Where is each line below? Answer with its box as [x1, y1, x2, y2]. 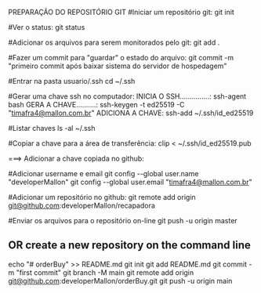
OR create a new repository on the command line [8, 239, 251, 252]
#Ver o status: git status [8, 23, 85, 31]
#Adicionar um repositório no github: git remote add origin [8, 193, 196, 201]
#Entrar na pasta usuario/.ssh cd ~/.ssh [8, 77, 136, 85]
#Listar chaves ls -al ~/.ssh [8, 124, 96, 132]
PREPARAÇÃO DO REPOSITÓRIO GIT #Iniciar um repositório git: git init [8, 8, 235, 16]
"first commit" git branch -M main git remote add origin [16, 267, 194, 277]
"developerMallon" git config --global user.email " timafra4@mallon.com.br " [8, 177, 252, 186]
